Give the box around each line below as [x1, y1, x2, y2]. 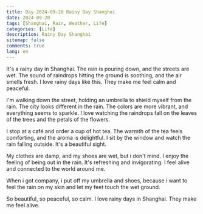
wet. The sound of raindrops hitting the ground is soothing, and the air [6, 71, 182, 79]
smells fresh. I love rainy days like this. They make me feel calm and [6, 78, 176, 85]
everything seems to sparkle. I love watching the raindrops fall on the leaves [6, 109, 198, 116]
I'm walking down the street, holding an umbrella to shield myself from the [6, 96, 192, 103]
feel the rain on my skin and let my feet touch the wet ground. [6, 183, 160, 190]
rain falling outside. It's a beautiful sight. [6, 140, 107, 148]
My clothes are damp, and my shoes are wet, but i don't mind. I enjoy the [6, 152, 189, 159]
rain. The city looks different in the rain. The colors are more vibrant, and [6, 103, 188, 110]
